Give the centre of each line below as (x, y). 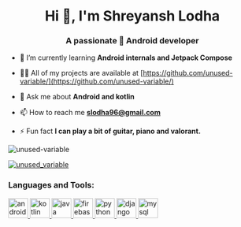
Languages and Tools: (51, 185)
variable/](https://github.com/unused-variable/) (97, 81)
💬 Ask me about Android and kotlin (77, 97)
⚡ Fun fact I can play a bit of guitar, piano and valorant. (110, 131)
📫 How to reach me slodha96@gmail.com (90, 113)
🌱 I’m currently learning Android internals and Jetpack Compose (126, 58)
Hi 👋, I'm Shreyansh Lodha (132, 16)
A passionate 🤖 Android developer (132, 41)
